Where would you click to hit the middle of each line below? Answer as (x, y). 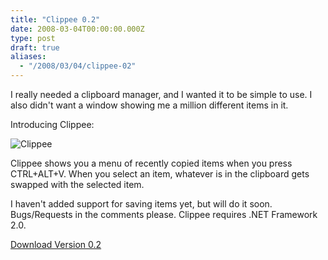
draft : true (35, 47)
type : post (33, 38)
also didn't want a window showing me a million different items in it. (149, 105)
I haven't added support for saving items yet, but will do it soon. (141, 204)
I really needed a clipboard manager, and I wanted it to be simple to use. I (161, 94)
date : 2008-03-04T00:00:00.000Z (77, 29)
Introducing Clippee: (52, 124)
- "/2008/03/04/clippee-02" (78, 66)
